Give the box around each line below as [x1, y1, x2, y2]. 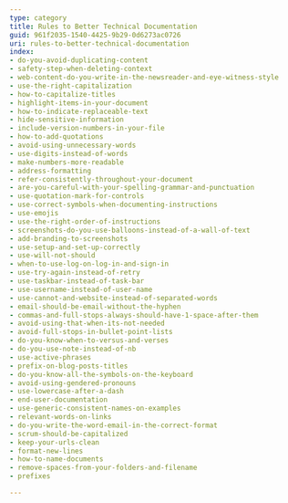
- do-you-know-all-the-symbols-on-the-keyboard [9, 370, 194, 379]
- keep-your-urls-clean [9, 437, 100, 447]
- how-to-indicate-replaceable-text [9, 107, 149, 116]
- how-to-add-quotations [9, 132, 104, 141]
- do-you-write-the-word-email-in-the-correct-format [9, 421, 219, 430]
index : [9, 47, 35, 57]
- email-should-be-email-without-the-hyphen [9, 302, 181, 311]
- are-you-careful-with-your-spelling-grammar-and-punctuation [9, 183, 255, 193]
